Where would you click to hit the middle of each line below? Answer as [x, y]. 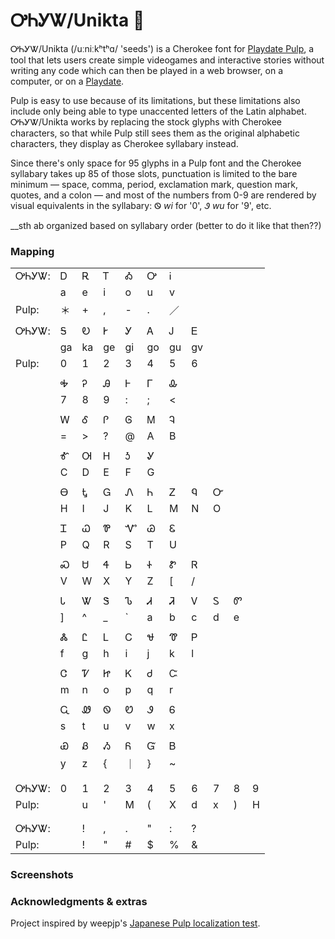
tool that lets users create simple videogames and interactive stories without [167, 60]
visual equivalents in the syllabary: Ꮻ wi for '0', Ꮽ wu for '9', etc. [141, 205]
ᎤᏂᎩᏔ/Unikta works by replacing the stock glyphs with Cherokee [146, 121]
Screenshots [42, 875]
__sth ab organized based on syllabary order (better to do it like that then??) [166, 225]
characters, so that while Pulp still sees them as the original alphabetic [155, 133]
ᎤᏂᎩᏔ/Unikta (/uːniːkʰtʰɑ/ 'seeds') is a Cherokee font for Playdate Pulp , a [162, 48]
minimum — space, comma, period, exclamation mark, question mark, [154, 184]
